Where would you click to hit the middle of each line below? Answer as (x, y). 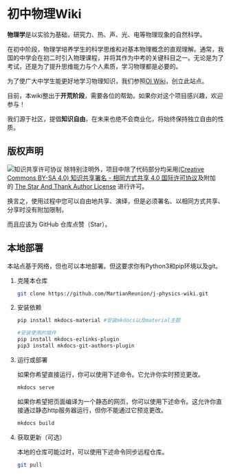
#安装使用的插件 (37, 333)
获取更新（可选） (41, 437)
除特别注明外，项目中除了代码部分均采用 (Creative (134, 169)
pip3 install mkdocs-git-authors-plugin (76, 346)
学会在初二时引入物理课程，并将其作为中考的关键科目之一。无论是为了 (124, 57)
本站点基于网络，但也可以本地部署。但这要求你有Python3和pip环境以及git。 (114, 266)
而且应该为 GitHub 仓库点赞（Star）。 (59, 224)
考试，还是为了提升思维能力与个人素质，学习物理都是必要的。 (95, 66)
